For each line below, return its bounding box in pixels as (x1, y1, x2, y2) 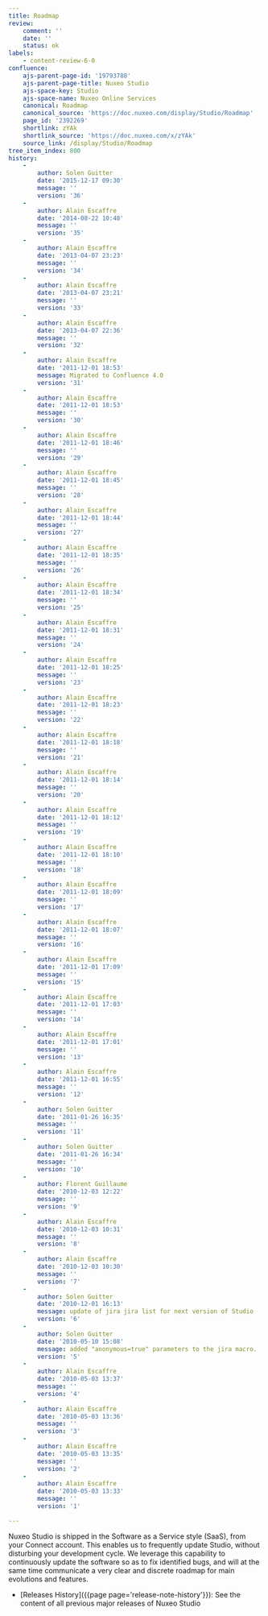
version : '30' (37, 416, 85, 425)
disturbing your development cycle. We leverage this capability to (8, 1548, 225, 1558)
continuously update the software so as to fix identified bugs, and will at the (8, 1556, 260, 1567)
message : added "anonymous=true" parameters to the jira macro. (37, 1345, 258, 1353)
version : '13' (37, 1053, 85, 1061)
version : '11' (37, 1128, 85, 1136)
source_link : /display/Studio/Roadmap (23, 139, 153, 147)
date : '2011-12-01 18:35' (37, 551, 125, 559)
